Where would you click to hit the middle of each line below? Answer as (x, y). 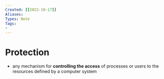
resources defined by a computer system (54, 72)
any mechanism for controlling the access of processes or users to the (85, 66)
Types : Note (17, 19)
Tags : (11, 23)
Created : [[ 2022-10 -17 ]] (31, 10)
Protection (27, 53)
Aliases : (14, 14)
